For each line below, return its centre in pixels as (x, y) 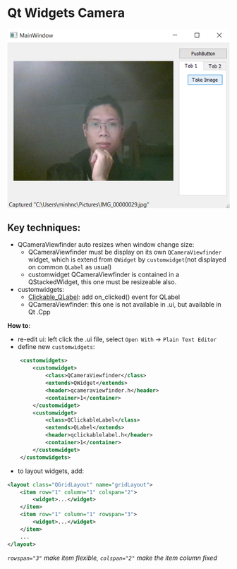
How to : (19, 326)
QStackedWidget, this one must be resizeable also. (102, 282)
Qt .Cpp (39, 312)
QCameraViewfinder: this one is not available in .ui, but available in (125, 305)
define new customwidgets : (56, 347)
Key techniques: (44, 227)
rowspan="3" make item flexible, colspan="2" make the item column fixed (112, 558)
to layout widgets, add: (51, 471)
